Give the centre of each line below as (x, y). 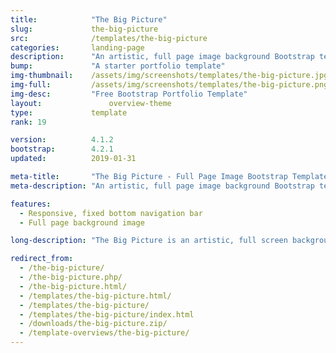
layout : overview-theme (91, 103)
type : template (69, 112)
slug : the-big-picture (84, 29)
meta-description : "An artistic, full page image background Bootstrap (162, 186)
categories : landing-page (77, 47)
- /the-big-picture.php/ (71, 277)
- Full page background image (82, 222)
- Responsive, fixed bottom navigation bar (111, 213)
